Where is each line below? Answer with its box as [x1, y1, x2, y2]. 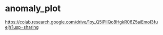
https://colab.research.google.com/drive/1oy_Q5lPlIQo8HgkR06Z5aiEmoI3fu [5, 19, 158, 25]
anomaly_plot [5, 3, 61, 14]
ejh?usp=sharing [5, 24, 39, 30]
